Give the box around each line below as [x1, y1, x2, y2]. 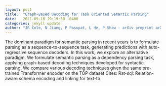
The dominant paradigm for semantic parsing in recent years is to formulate [5, 39, 159, 45]
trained [5, 70, 20, 76]
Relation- [135, 70, 154, 76]
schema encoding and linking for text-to [19, 76, 100, 82]
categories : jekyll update [5, 21, 61, 26]
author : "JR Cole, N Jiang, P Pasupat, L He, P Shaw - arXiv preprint [5, 26, 154, 30]
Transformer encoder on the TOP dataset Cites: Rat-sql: [20, 70, 134, 76]
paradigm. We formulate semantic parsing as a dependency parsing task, [5, 55, 155, 60]
